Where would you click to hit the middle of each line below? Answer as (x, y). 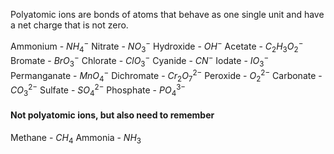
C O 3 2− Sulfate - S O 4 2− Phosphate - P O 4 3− (98, 90)
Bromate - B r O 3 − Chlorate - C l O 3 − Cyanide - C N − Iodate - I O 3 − (140, 61)
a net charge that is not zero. (69, 25)
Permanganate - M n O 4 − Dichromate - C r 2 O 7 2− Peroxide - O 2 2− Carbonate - (166, 75)
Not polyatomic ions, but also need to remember (112, 115)
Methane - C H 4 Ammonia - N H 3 (76, 139)
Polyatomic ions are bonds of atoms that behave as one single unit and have (167, 14)
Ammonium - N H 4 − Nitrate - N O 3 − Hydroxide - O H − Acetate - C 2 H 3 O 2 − (157, 46)
